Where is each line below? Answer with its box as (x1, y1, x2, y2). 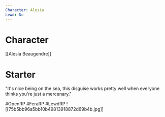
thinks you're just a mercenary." (5, 91, 72, 97)
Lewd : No (5, 12, 24, 17)
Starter (5, 69, 36, 80)
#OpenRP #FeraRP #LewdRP (5, 101, 65, 107)
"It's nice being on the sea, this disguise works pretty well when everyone (5, 85, 160, 92)
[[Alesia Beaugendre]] (5, 51, 52, 57)
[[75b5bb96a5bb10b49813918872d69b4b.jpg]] (5, 106, 104, 112)
